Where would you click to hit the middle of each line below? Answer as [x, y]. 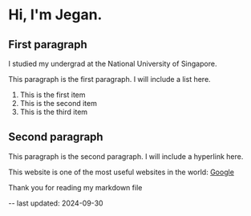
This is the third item [54, 112]
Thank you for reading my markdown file [75, 187]
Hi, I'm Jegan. [55, 15]
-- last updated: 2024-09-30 [56, 203]
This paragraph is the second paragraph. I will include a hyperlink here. [126, 156]
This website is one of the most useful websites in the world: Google [121, 172]
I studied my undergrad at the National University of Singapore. [113, 63]
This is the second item [59, 103]
